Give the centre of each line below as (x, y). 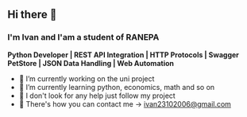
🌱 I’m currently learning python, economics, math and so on (117, 87)
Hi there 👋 (32, 15)
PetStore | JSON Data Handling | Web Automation (91, 63)
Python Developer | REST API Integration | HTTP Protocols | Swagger (123, 55)
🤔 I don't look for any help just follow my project (97, 96)
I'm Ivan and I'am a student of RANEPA (83, 37)
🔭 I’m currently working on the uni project (87, 78)
